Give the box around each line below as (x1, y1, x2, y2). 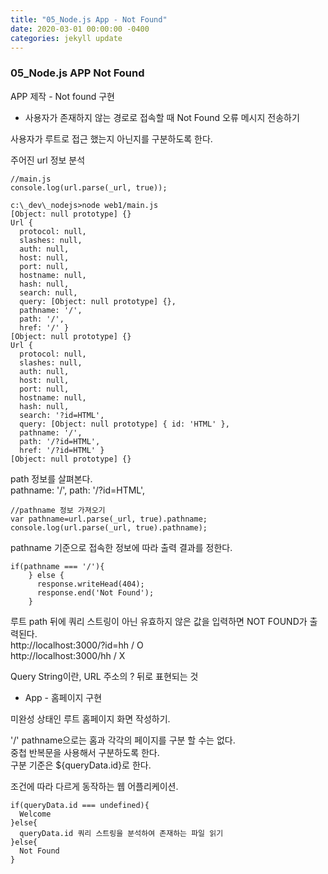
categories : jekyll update (10, 33, 123, 43)
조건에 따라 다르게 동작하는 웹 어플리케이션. (10, 780, 179, 792)
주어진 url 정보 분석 (10, 154, 86, 166)
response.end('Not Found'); (36, 587, 155, 598)
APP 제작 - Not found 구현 (10, 90, 115, 102)
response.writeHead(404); (36, 579, 145, 589)
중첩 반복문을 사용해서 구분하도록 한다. (10, 746, 160, 758)
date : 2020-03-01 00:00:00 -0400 (10, 24, 150, 34)
